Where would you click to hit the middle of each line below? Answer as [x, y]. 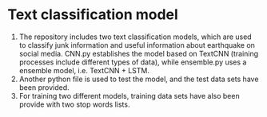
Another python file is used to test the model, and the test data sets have [139, 79]
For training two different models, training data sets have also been [130, 96]
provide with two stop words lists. [74, 104]
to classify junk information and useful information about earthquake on [137, 45]
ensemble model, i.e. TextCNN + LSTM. [84, 70]
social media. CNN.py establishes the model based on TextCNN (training [139, 53]
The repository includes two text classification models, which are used [135, 37]
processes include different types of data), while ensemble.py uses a [133, 62]
